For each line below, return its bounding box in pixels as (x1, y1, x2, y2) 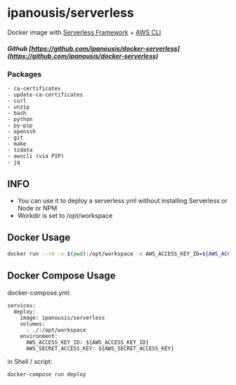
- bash (7, 110, 27, 117)
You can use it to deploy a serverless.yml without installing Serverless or (17, 196, 228, 205)
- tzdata (7, 147, 33, 154)
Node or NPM (17, 204, 58, 212)
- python (7, 116, 33, 123)
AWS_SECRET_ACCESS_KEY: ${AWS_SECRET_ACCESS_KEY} (25, 345, 174, 352)
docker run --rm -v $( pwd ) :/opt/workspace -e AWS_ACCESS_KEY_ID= (7, 250, 202, 257)
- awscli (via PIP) (7, 153, 65, 160)
